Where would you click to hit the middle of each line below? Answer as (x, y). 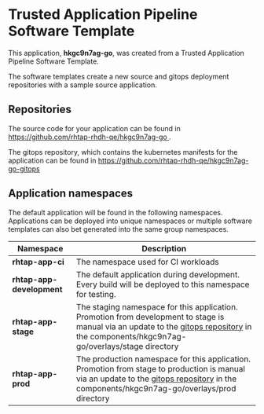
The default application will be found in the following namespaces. (115, 212)
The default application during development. (158, 274)
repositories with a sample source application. (82, 85)
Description (164, 248)
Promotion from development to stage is (150, 317)
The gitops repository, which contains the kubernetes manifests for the (123, 152)
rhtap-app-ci (38, 262)
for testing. (96, 294)
